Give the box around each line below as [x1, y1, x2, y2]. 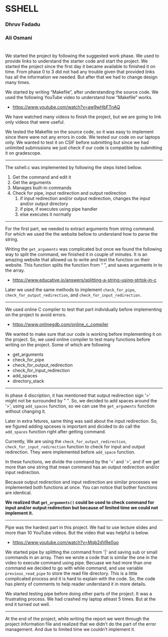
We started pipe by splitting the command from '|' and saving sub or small [5, 549, 157, 555]
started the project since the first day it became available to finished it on [5, 64, 156, 70]
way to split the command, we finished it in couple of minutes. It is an [5, 251, 147, 258]
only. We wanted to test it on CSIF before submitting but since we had [5, 140, 149, 146]
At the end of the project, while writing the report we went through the [5, 616, 150, 622]
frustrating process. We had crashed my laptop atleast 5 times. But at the [5, 596, 156, 602]
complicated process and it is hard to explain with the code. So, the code [5, 576, 155, 582]
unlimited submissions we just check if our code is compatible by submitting [5, 145, 162, 151]
